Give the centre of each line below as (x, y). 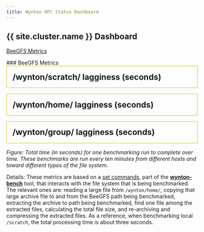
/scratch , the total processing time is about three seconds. (80, 222)
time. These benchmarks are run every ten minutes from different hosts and (101, 159)
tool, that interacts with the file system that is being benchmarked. (107, 183)
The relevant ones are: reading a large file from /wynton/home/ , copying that (101, 189)
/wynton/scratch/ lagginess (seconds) (87, 77)
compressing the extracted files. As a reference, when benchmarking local (100, 216)
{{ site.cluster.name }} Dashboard (72, 37)
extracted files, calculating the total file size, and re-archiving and (88, 209)
